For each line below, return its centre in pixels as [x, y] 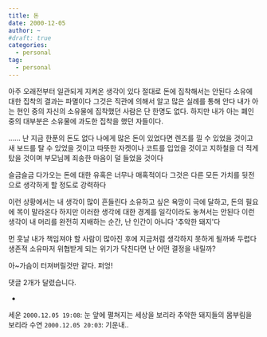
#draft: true [30, 38]
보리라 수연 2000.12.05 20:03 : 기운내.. [69, 324]
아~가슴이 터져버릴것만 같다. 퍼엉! [61, 265]
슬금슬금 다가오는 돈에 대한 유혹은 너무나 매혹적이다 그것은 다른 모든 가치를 [124, 174]
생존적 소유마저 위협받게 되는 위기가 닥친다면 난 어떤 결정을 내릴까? [112, 249]
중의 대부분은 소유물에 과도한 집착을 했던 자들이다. [86, 121]
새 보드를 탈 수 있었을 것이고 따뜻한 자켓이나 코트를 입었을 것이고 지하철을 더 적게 [133, 147]
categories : [28, 45]
